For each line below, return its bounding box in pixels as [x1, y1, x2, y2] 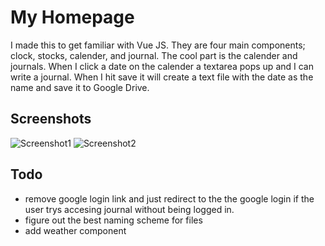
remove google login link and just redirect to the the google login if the [24, 192, 315, 205]
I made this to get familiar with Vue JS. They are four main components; [10, 39, 306, 51]
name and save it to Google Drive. [10, 81, 150, 93]
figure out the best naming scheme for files [24, 214, 203, 226]
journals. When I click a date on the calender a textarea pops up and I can [10, 60, 314, 72]
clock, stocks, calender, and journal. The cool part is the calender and [10, 49, 298, 61]
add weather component [24, 224, 127, 236]
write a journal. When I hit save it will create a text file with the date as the [10, 71, 314, 83]
